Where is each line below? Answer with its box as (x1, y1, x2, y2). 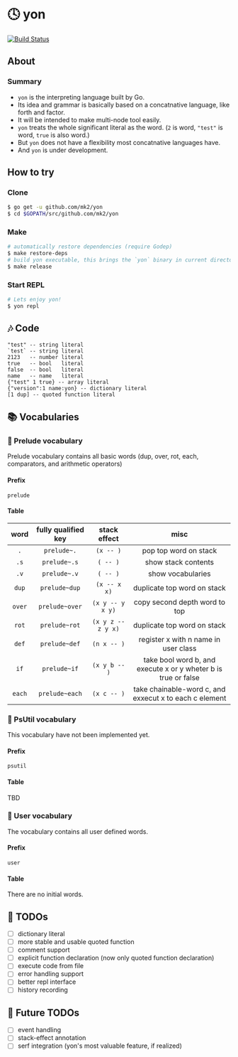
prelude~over (38, 602, 83, 611)
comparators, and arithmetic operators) (7, 460, 123, 468)
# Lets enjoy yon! (7, 296, 62, 304)
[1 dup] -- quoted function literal (7, 391, 115, 398)
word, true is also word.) (17, 130, 90, 139)
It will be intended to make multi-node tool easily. (17, 115, 161, 124)
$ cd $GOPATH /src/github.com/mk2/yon (7, 210, 119, 218)
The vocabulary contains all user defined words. (7, 827, 149, 836)
